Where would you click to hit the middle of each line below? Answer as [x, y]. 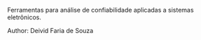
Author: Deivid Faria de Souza [50, 31]
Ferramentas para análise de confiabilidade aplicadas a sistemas [100, 10]
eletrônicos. [25, 17]
